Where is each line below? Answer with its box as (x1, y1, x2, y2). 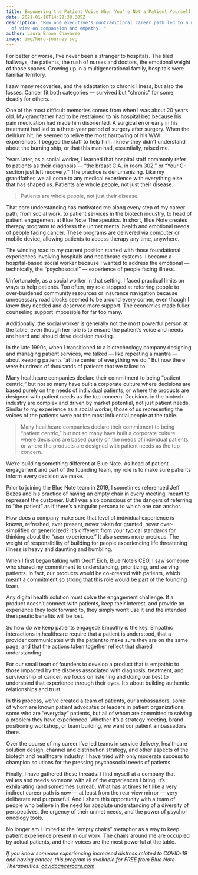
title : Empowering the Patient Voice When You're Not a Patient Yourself (6, 8, 192, 15)
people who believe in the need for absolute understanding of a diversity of (6, 802, 189, 809)
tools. (30, 814, 44, 821)
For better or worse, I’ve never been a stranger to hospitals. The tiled (6, 53, 173, 59)
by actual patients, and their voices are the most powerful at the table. (6, 838, 176, 845)
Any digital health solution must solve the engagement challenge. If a (6, 594, 174, 601)
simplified (6, 527, 30, 534)
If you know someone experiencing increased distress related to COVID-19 (6, 850, 187, 857)
